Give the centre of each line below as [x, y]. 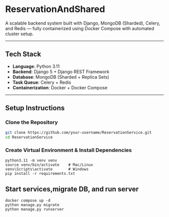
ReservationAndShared [55, 9]
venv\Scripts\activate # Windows [47, 169]
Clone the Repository [32, 122]
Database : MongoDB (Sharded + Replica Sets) [61, 77]
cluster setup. [19, 34]
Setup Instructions [35, 108]
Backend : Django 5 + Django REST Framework [61, 72]
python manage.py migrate [32, 205]
